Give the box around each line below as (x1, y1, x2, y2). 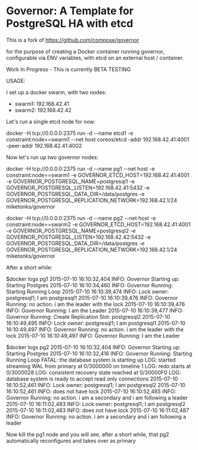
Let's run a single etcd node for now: (6, 118, 96, 125)
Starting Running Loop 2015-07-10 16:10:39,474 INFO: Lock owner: (6, 288, 169, 295)
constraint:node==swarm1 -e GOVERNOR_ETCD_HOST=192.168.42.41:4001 (6, 171, 190, 179)
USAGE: (6, 77, 25, 84)
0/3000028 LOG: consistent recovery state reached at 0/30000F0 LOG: (6, 369, 181, 376)
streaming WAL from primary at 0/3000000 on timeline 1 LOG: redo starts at (6, 362, 191, 369)
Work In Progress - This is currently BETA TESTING (6, 65, 131, 72)
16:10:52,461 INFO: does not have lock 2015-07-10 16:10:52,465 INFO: (6, 388, 176, 395)
